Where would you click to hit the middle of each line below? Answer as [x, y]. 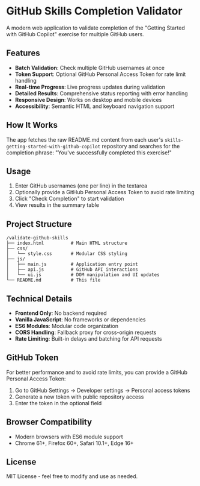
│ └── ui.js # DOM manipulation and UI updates [83, 275]
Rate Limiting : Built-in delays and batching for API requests [88, 339]
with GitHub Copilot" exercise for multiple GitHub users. [75, 34]
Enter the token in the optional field [58, 403]
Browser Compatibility [49, 422]
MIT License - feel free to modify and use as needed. [72, 476]
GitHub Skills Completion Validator [94, 11]
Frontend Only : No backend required [61, 313]
